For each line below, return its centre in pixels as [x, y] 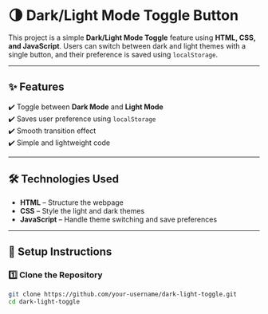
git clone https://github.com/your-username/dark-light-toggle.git [123, 294]
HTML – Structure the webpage [71, 202]
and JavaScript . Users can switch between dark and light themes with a [127, 45]
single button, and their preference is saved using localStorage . [113, 54]
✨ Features [36, 87]
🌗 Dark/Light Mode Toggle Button [124, 16]
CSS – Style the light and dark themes [82, 210]
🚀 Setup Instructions [60, 251]
